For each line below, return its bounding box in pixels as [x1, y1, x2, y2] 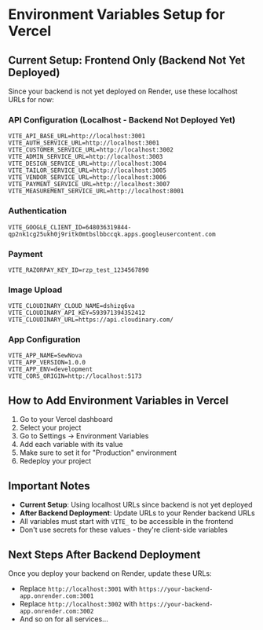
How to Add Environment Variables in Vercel [8, 394, 229, 407]
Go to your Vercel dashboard [19, 415, 114, 424]
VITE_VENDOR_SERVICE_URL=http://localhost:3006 [8, 174, 167, 181]
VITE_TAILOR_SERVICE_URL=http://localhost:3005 [8, 167, 167, 174]
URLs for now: [8, 95, 54, 104]
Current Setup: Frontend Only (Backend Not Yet [8, 53, 246, 67]
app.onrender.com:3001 [19, 592, 94, 600]
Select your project [19, 423, 82, 433]
